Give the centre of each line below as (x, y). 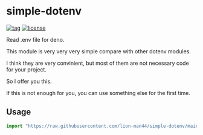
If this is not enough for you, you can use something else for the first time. (98, 93)
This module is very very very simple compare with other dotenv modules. (99, 51)
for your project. (27, 69)
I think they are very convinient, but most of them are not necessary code (98, 63)
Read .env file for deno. (35, 39)
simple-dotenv (44, 11)
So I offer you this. (29, 81)
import (14, 126)
